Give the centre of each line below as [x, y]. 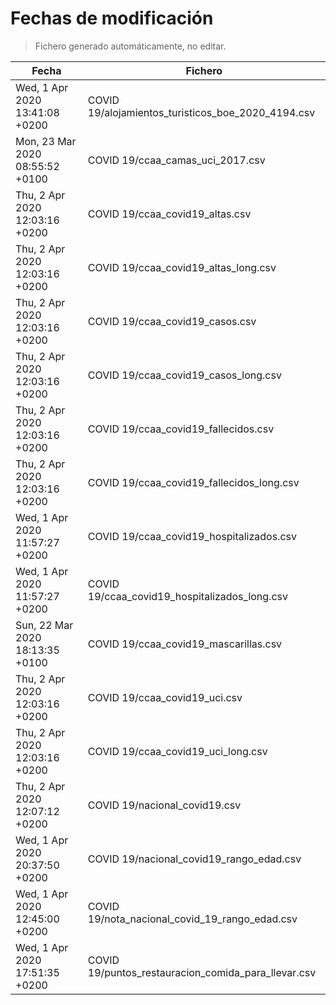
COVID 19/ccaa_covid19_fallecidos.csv [181, 429]
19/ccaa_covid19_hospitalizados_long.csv [187, 596]
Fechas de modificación [112, 18]
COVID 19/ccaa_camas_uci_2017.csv [176, 160]
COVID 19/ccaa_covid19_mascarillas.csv [185, 644]
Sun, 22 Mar [44, 625]
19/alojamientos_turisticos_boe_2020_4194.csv [201, 112]
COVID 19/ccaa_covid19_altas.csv [169, 214]
